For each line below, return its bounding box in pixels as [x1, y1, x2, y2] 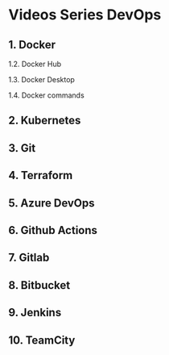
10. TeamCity [8, 333, 76, 347]
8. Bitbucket [8, 278, 71, 292]
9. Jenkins [8, 306, 62, 319]
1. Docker [8, 38, 56, 52]
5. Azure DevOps [8, 196, 95, 210]
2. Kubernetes [8, 114, 81, 127]
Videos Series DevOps [8, 6, 162, 24]
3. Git [8, 141, 36, 155]
